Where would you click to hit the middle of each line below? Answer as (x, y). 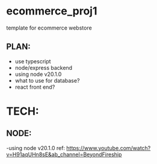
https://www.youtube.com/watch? (108, 148)
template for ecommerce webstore (49, 28)
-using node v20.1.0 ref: (35, 148)
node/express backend (44, 68)
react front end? (35, 87)
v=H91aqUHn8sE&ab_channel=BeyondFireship (64, 154)
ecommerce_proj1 (52, 11)
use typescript (33, 61)
